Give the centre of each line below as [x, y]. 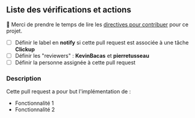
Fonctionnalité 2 [35, 110]
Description [24, 78]
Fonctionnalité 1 [34, 103]
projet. [14, 31]
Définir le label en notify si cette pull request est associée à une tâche [102, 42]
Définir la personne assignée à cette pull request [75, 62]
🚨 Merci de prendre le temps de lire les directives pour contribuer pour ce [97, 24]
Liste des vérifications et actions [69, 10]
